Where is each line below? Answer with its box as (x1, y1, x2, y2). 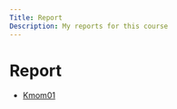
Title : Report (9, 13, 64, 23)
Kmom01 (22, 90, 56, 101)
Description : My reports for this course (9, 22, 169, 31)
